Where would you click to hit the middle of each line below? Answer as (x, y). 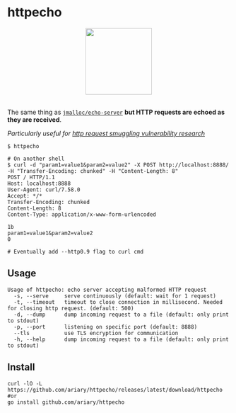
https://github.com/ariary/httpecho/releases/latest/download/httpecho (115, 390)
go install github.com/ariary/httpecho (66, 402)
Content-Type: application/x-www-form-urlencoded (82, 214)
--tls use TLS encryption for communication (96, 333)
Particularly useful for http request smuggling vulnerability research (106, 133)
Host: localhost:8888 (39, 183)
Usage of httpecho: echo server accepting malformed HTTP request (107, 290)
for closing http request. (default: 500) (71, 308)
